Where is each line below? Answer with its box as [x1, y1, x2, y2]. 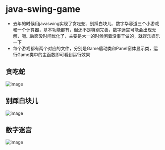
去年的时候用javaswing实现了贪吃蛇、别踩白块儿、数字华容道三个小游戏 [12, 20, 160, 26]
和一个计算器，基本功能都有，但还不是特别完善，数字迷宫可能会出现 [12, 26, 152, 33]
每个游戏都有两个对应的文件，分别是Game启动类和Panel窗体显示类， [12, 45, 154, 51]
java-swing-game [5, 3, 81, 15]
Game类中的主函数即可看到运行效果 [17, 51, 91, 58]
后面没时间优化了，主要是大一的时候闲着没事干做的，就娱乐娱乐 [29, 33, 160, 39]
